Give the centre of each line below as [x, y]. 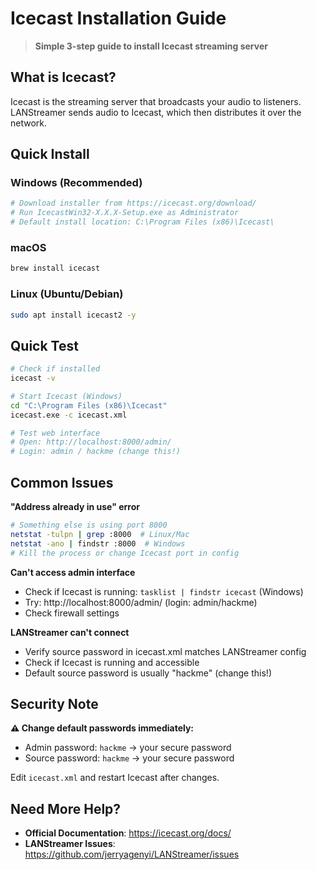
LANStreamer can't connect [70, 632]
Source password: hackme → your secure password [129, 758]
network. [29, 123]
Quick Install [50, 154]
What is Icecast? [63, 77]
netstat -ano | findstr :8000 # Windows [98, 543]
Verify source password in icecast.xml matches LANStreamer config [165, 651]
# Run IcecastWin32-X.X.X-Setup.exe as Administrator [125, 213]
